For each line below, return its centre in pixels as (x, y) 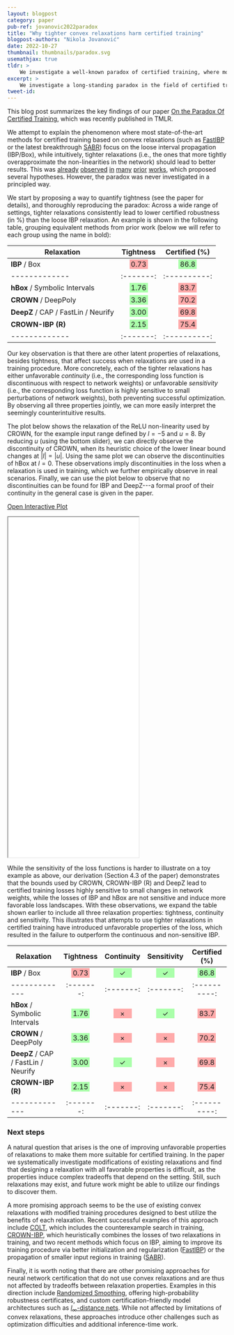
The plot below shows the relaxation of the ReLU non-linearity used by (109, 426)
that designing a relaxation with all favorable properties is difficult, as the (111, 1170)
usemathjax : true (32, 59)
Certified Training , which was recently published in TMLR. (90, 119)
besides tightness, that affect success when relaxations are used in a (106, 361)
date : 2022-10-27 (32, 46)
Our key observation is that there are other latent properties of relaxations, (114, 354)
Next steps (26, 1133)
